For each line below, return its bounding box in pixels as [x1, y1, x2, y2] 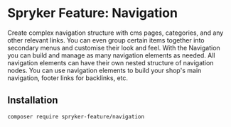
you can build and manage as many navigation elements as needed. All [7, 51, 215, 60]
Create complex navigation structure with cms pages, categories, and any [7, 28, 224, 37]
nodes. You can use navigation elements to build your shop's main [7, 66, 202, 74]
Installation [7, 94, 58, 106]
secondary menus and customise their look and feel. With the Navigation [7, 43, 220, 52]
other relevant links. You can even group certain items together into [7, 35, 205, 44]
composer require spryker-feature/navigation [7, 113, 144, 120]
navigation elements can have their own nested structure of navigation [7, 58, 214, 67]
